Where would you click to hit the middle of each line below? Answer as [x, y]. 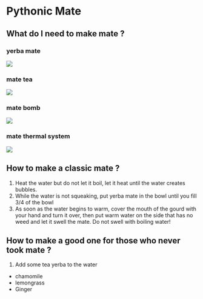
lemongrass [30, 283]
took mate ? [29, 250]
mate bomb [23, 108]
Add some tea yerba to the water [56, 264]
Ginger [23, 289]
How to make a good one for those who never [93, 240]
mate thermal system [38, 136]
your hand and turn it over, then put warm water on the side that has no [104, 215]
